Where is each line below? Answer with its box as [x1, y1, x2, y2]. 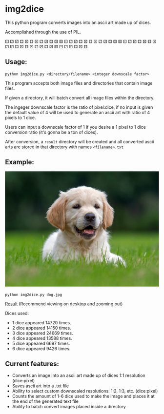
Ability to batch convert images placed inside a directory [12, 404, 126, 410]
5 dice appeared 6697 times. [12, 340, 70, 346]
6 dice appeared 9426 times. [12, 345, 71, 352]
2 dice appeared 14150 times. [12, 325, 72, 331]
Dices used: [5, 310, 29, 316]
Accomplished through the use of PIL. [5, 29, 82, 35]
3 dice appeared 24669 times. [12, 330, 73, 336]
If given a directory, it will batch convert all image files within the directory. [5, 95, 155, 100]
